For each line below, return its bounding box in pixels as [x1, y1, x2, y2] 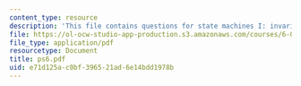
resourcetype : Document [9, 47, 99, 56]
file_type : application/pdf [9, 38, 115, 47]
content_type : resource [9, 13, 99, 22]
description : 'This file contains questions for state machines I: [9, 21, 267, 30]
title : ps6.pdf [9, 55, 66, 64]
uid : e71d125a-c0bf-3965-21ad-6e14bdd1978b [9, 64, 175, 73]
